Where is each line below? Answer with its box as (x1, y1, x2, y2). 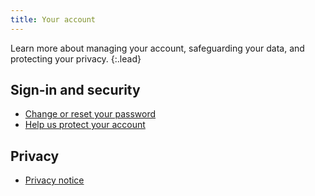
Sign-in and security (10, 82, 141, 99)
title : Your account (10, 14, 97, 25)
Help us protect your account (24, 119, 146, 131)
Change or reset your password (24, 108, 157, 120)
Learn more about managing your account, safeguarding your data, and (10, 42, 305, 54)
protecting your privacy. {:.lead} (10, 52, 142, 65)
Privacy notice (24, 174, 85, 186)
